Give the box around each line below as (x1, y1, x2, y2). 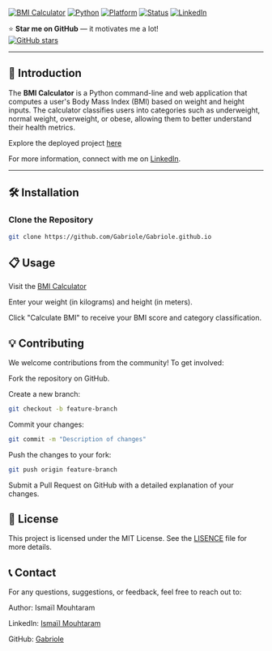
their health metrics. (8, 122, 75, 132)
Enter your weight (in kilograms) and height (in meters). (8, 297, 193, 307)
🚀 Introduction (8, 66, 83, 80)
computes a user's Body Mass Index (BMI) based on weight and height (8, 96, 245, 106)
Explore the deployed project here (8, 138, 122, 147)
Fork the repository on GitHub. (8, 373, 110, 383)
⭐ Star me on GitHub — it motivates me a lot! (8, 24, 159, 33)
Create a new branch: (8, 389, 81, 398)
